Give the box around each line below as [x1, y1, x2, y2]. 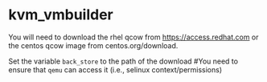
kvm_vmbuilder [8, 6, 114, 24]
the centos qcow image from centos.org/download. [8, 40, 179, 50]
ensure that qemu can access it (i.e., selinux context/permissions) [8, 64, 223, 74]
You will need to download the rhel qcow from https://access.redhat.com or [8, 32, 259, 42]
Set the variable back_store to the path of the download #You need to [8, 56, 239, 66]
